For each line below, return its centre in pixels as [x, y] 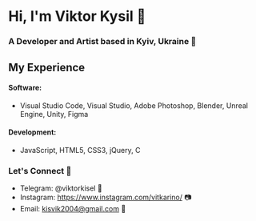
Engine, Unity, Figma [54, 114]
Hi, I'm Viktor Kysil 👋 [77, 16]
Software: [25, 88]
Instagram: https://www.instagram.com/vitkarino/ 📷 [106, 197]
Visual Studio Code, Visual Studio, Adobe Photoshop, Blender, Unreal [134, 105]
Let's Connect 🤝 [40, 171]
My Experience [47, 67]
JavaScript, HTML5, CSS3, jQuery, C [80, 150]
